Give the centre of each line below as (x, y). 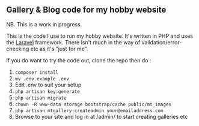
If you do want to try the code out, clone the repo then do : (79, 60)
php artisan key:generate (47, 91)
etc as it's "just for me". (59, 49)
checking (18, 49)
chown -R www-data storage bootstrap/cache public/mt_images (93, 104)
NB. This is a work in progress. (44, 24)
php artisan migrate (41, 98)
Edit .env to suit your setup (48, 85)
